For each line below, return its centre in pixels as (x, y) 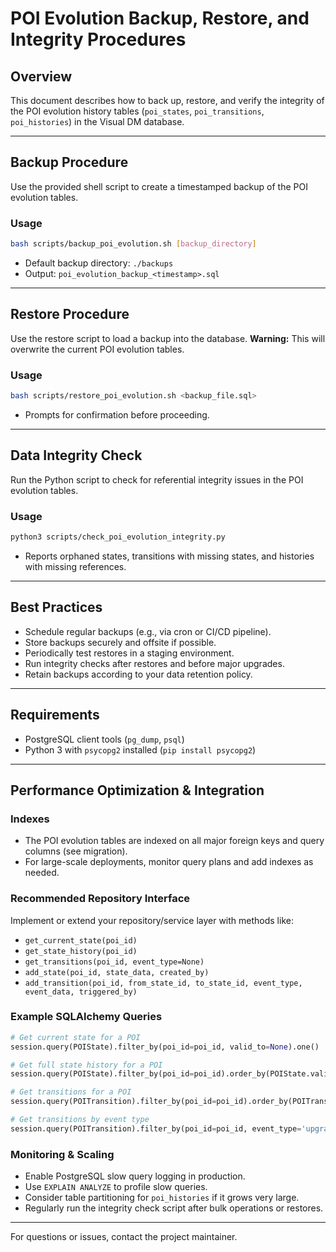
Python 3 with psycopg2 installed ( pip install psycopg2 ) (140, 749)
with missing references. (75, 566)
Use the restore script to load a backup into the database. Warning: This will (168, 338)
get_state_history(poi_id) (81, 951)
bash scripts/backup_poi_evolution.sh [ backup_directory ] (133, 244)
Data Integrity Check (76, 455)
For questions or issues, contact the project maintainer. (124, 1237)
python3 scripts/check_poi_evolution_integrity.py (118, 537)
